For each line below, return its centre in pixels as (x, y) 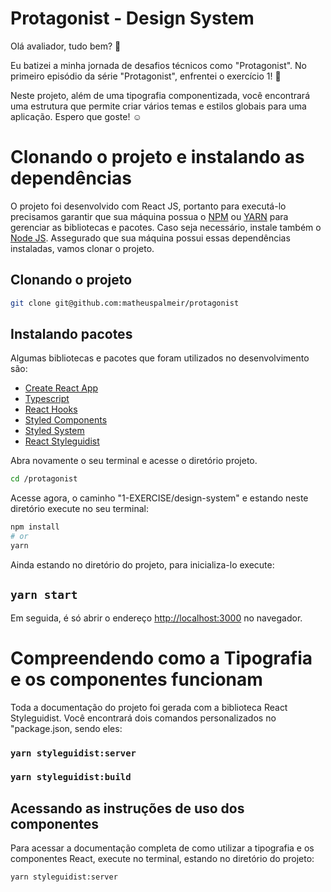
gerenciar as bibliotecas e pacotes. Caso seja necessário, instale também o (166, 227)
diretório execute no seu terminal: (79, 509)
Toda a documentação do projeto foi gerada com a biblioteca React (149, 707)
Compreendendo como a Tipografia (161, 658)
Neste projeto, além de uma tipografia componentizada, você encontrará (160, 95)
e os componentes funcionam (136, 679)
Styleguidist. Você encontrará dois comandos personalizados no (143, 718)
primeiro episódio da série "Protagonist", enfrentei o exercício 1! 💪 (146, 76)
